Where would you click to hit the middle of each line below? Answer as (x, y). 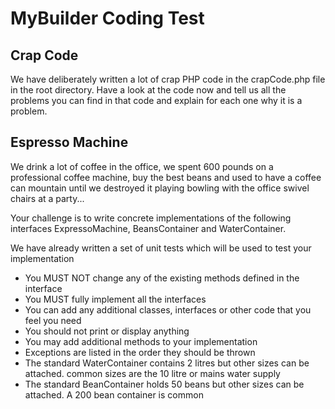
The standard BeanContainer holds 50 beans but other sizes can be (164, 384)
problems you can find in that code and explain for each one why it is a (156, 100)
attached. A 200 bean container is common (114, 394)
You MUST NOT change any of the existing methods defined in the (162, 278)
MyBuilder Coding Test (107, 18)
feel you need (53, 320)
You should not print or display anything (107, 331)
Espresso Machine (69, 142)
